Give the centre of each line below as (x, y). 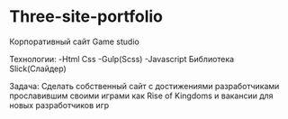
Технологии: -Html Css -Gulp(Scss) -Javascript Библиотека (122, 59)
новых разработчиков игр (59, 105)
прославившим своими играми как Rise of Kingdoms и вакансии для (141, 96)
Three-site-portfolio (86, 17)
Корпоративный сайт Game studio (74, 41)
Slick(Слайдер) (38, 69)
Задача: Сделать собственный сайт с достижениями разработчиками (144, 86)
